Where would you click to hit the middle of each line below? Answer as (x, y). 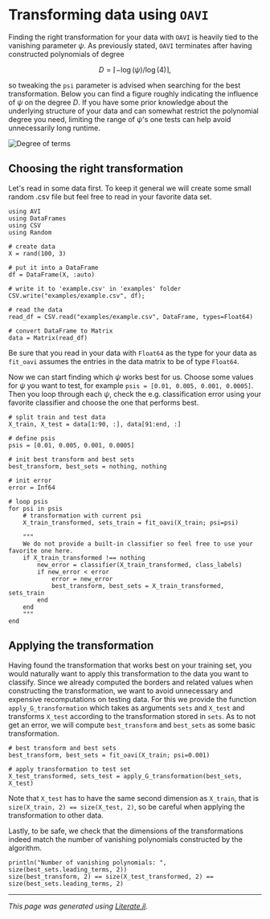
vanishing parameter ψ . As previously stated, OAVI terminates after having (130, 45)
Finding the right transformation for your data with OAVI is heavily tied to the (133, 37)
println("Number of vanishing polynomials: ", (88, 862)
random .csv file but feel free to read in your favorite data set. (110, 196)
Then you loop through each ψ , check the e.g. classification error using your (135, 394)
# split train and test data (57, 417)
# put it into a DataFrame (53, 268)
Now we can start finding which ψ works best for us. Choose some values (131, 377)
